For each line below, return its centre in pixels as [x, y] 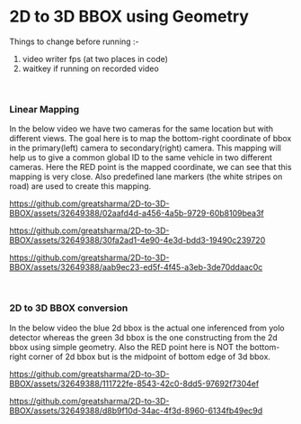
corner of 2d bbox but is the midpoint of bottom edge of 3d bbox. [150, 356]
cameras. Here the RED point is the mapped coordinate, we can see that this [150, 167]
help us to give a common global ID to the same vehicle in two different [141, 158]
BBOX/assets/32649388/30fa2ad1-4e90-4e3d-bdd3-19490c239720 [137, 240]
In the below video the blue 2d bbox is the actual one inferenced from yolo [147, 328]
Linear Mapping [44, 109]
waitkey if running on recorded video [90, 68]
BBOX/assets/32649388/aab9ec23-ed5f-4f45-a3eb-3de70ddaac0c [136, 267]
